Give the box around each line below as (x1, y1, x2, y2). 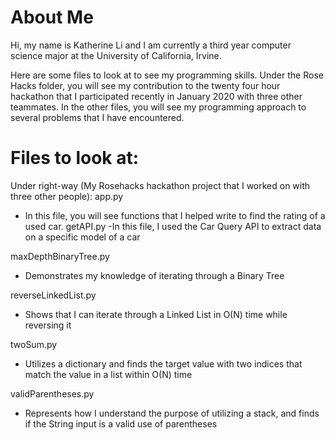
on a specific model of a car (24, 231, 141, 243)
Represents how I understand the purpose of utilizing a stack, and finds (24, 407, 320, 419)
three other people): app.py (10, 190, 124, 202)
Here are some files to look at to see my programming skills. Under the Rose (10, 69, 324, 81)
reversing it (24, 319, 72, 331)
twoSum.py (10, 338, 58, 350)
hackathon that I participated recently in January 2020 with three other (10, 90, 303, 102)
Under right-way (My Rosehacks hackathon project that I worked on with (10, 179, 311, 191)
